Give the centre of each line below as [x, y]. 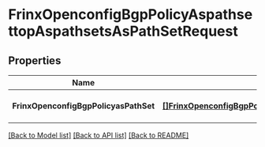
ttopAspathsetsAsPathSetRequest [123, 31]
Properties [35, 60]
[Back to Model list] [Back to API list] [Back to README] [99, 135]
